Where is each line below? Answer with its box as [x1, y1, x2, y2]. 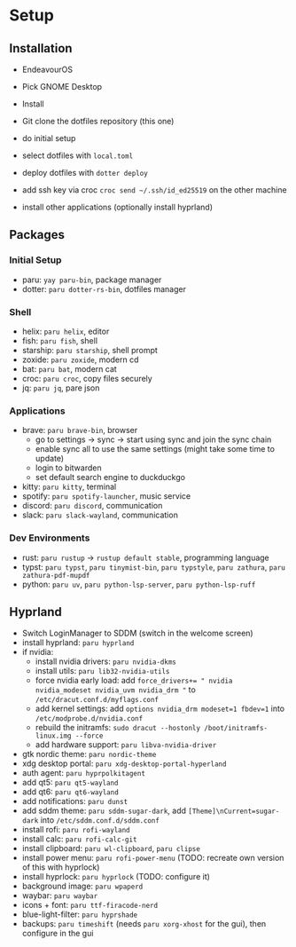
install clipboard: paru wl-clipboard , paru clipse [21, 843, 201, 854]
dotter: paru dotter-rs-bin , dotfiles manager [21, 283, 186, 294]
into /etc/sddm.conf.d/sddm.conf [40, 815, 160, 825]
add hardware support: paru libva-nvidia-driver [35, 739, 217, 750]
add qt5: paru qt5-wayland [21, 777, 119, 788]
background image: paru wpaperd [21, 880, 144, 892]
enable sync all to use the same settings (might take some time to [35, 444, 275, 454]
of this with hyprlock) [21, 862, 100, 872]
